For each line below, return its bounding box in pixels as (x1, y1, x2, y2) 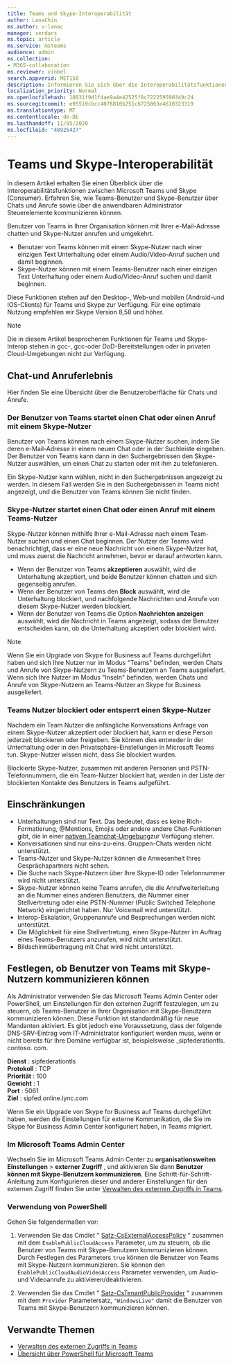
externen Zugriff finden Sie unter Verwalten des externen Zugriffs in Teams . (7, 1184, 224, 1193)
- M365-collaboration (7, 62, 70, 69)
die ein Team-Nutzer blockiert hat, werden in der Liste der (59, 771, 225, 780)
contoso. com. (7, 1043, 49, 1052)
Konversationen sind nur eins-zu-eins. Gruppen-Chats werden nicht (17, 839, 212, 848)
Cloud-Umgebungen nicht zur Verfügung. (7, 350, 127, 358)
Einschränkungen (7, 799, 85, 811)
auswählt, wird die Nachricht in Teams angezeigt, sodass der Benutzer (17, 616, 220, 625)
